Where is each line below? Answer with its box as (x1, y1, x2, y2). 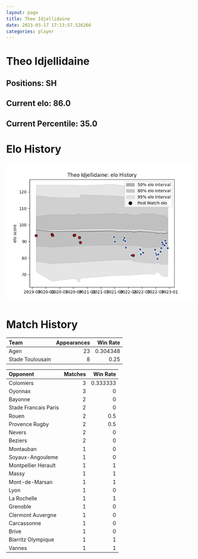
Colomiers (8, 379, 34, 386)
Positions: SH (6, 78, 58, 88)
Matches (63, 371, 87, 378)
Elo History (6, 142, 62, 155)
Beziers (8, 437, 28, 444)
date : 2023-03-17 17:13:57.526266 (6, 22, 92, 28)
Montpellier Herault (8, 462, 56, 469)
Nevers (8, 429, 27, 436)
